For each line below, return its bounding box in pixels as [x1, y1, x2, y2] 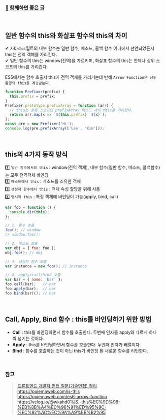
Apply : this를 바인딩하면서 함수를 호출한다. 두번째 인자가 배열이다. [12, 341, 141, 348]
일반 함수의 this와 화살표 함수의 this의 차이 [5, 31, 128, 40]
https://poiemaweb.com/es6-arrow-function [17, 393, 107, 399]
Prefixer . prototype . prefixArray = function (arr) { [5, 103, 113, 108]
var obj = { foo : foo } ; [5, 245, 56, 251]
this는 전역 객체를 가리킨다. [5, 52, 58, 58]
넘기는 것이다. [17, 335, 44, 341]
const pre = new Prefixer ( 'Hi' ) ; [5, 122, 74, 127]
